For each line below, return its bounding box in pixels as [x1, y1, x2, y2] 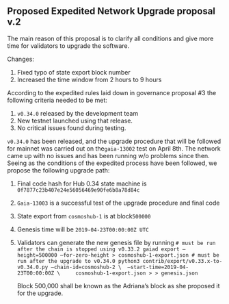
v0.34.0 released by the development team [16, 109, 139, 117]
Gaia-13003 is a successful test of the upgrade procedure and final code [16, 199, 220, 207]
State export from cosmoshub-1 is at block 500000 [16, 212, 151, 220]
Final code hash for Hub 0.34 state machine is [16, 179, 147, 188]
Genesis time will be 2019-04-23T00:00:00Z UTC [16, 225, 149, 233]
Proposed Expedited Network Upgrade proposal [7, 5, 216, 17]
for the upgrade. [16, 289, 64, 297]
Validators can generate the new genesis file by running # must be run [16, 238, 216, 246]
